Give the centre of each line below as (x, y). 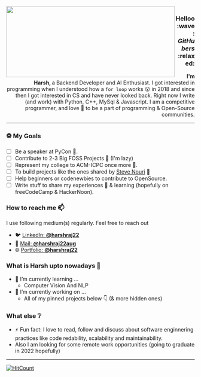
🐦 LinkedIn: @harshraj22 (47, 235)
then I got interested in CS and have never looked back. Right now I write (105, 96)
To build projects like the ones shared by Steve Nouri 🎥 (83, 171)
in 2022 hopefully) (38, 351)
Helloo (185, 19)
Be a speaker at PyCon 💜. (46, 151)
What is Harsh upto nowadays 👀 (54, 266)
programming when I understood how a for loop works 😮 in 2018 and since (101, 89)
